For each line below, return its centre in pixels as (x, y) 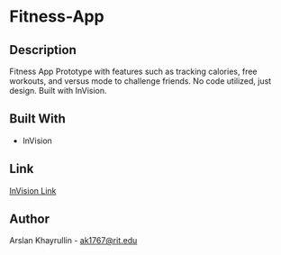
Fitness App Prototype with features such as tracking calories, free (133, 71)
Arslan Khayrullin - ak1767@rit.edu (73, 241)
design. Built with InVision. (58, 91)
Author (29, 219)
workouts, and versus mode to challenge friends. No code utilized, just (140, 81)
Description (43, 50)
